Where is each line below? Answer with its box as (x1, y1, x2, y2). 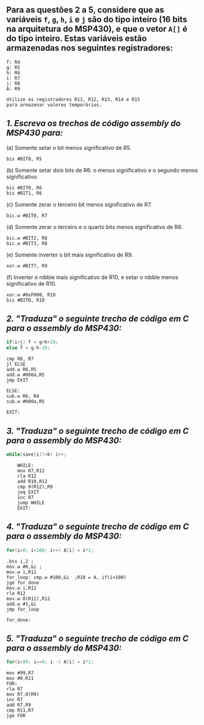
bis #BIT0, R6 (6, 185, 43, 191)
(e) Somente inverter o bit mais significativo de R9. (6, 251, 133, 258)
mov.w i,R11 (6, 569, 37, 575)
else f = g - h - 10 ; (6, 345, 51, 351)
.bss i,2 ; (6, 558, 34, 564)
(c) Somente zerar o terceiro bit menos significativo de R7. (6, 200, 152, 208)
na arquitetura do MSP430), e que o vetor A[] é (6, 24, 188, 34)
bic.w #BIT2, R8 (6, 235, 47, 241)
